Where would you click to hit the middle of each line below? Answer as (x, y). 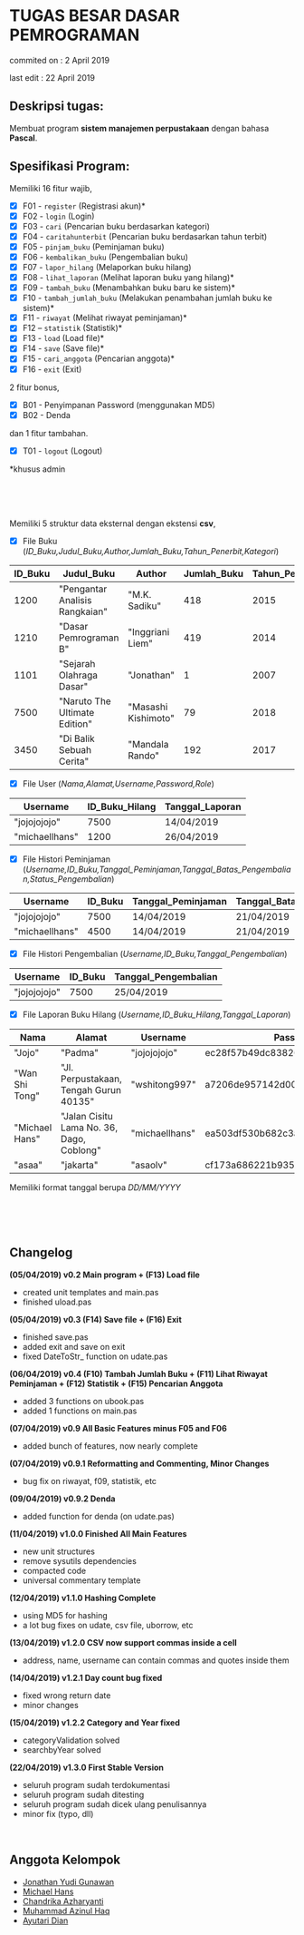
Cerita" (74, 761)
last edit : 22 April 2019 (52, 77)
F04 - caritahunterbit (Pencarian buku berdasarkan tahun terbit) (145, 236)
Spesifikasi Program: (70, 166)
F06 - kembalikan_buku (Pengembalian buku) (105, 257)
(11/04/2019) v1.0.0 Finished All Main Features (98, 1533)
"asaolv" (149, 1165)
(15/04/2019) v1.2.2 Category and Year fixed (95, 1722)
